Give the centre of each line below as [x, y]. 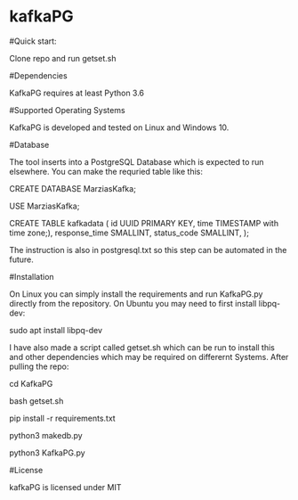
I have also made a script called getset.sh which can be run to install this [142, 347]
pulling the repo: [39, 366]
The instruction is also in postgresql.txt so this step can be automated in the [148, 250]
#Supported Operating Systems [68, 110]
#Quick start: [33, 41]
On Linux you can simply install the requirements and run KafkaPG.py [136, 294]
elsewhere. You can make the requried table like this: [106, 171]
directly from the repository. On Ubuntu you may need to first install [133, 303]
